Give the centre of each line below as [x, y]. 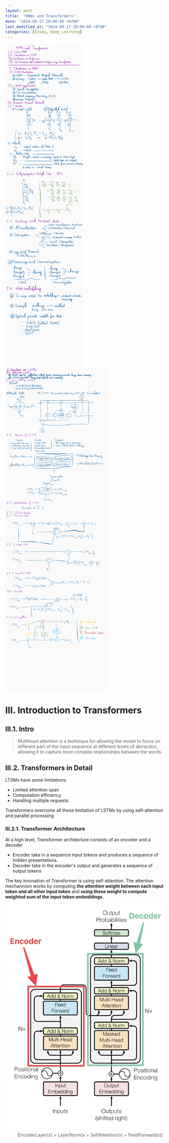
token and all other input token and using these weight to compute [76, 891]
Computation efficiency [37, 795]
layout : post [19, 11]
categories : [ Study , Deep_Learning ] [44, 32]
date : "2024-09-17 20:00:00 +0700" [43, 21]
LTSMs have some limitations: [36, 780]
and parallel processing [30, 816]
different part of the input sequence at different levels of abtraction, [88, 747]
